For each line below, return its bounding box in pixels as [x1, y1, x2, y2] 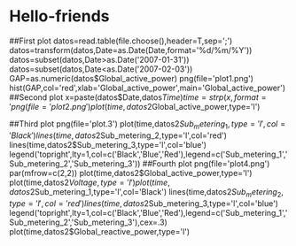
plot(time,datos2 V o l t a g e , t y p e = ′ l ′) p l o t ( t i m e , [9, 177, 170, 188]
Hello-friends [9, 6, 110, 27]
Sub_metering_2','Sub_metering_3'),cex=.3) [9, 217, 168, 227]
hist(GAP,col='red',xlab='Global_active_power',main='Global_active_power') [9, 82, 286, 93]
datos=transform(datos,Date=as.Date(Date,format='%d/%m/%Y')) [9, 44, 253, 55]
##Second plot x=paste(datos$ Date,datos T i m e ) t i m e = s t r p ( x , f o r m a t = [9, 91, 267, 103]
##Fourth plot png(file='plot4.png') [142, 158, 270, 169]
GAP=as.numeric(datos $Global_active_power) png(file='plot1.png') [9, 73, 254, 83]
